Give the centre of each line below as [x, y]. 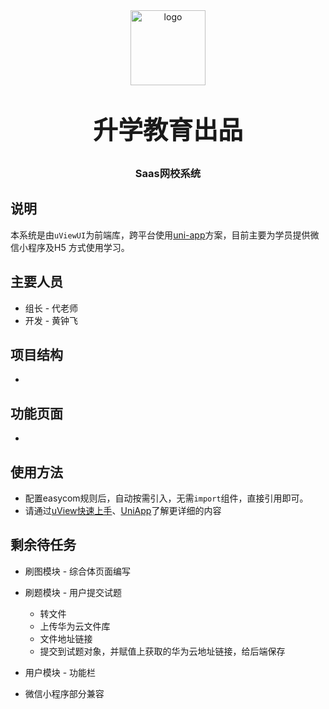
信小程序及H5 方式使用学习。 [70, 247]
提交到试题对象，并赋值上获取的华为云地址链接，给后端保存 [162, 651]
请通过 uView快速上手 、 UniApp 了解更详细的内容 [123, 511]
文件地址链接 [66, 638]
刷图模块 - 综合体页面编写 [78, 571]
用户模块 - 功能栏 [60, 672]
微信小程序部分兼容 [64, 693]
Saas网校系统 [168, 173]
